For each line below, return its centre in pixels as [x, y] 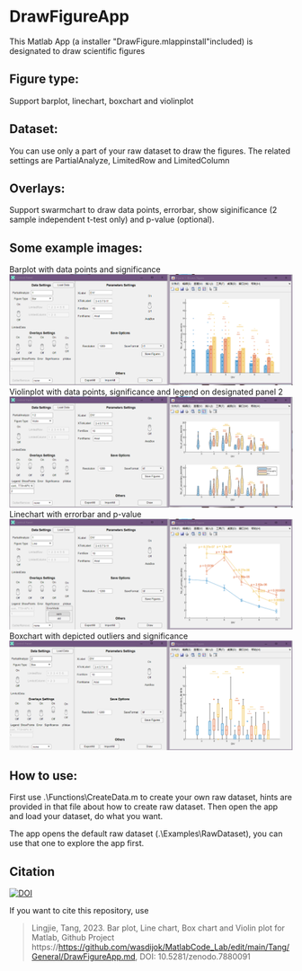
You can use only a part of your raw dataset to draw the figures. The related [150, 151]
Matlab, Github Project [73, 937]
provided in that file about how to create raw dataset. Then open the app [144, 807]
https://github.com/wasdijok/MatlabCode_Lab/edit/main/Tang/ [174, 947]
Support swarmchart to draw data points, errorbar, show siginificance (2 [143, 210]
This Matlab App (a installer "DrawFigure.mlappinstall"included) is [131, 41]
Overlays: [37, 188]
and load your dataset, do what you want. [86, 817]
